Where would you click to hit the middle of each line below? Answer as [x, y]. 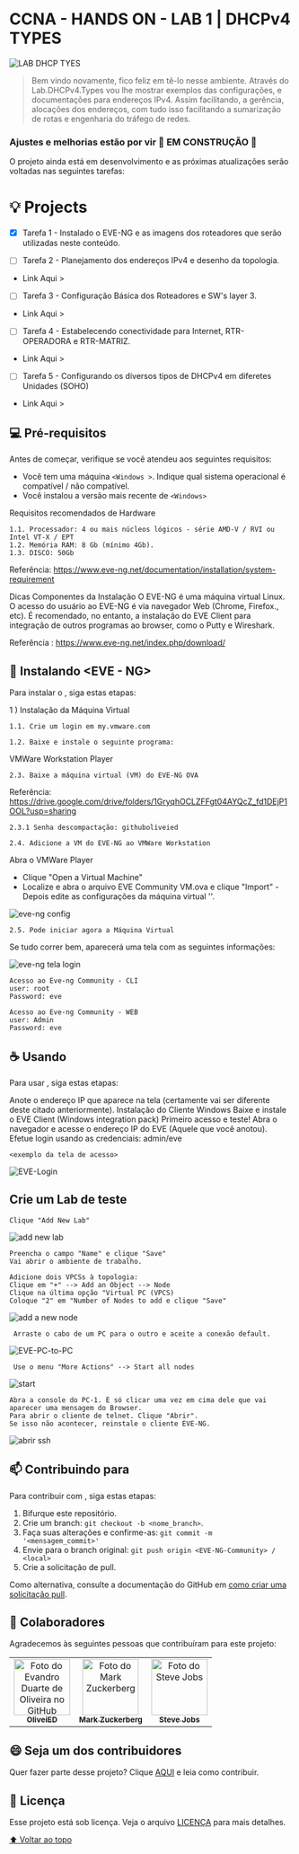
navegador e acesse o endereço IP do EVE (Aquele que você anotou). [138, 1128]
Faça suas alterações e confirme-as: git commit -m [117, 1532]
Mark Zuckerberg [111, 1720]
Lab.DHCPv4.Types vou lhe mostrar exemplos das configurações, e [157, 90]
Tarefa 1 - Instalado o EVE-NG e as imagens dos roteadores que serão [152, 233]
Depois [35, 896]
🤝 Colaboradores [57, 1622]
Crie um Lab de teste [68, 1200]
